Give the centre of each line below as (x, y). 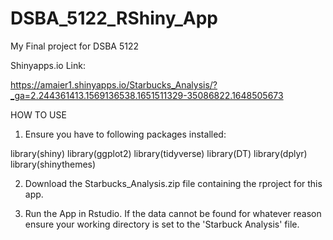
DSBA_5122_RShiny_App (114, 18)
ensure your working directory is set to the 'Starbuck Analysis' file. (162, 224)
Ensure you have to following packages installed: (125, 134)
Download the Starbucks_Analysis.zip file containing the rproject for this (173, 183)
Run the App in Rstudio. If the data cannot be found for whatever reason (173, 213)
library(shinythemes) (53, 164)
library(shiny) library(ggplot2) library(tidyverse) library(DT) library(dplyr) (159, 153)
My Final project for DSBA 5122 (75, 46)
